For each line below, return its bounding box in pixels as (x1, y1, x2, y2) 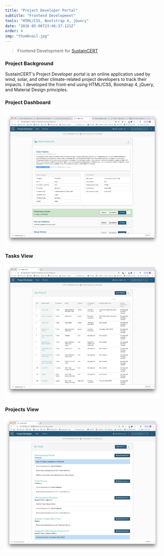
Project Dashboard (5, 99, 51, 106)
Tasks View (5, 253, 33, 259)
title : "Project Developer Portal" (5, 8, 78, 13)
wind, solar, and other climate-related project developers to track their (5, 76, 147, 82)
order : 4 (5, 28, 23, 34)
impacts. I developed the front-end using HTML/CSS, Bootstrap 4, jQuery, (5, 81, 155, 88)
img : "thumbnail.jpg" (5, 34, 50, 39)
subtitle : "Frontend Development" (5, 13, 76, 18)
